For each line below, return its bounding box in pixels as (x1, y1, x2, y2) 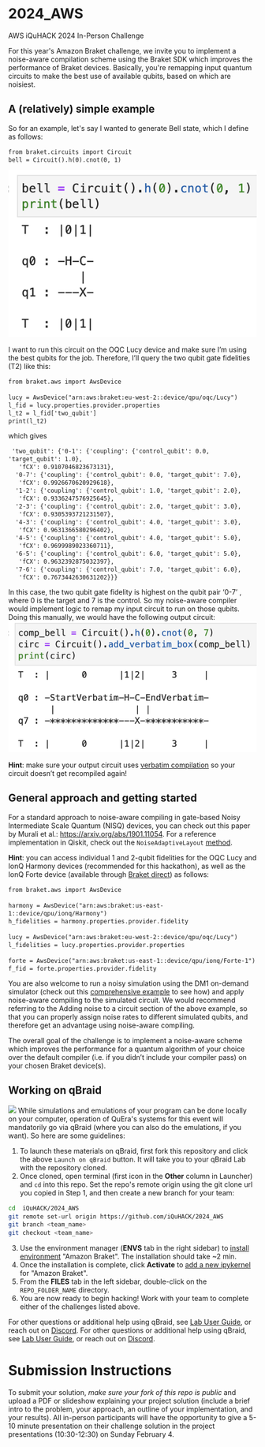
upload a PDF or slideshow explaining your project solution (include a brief (8, 1397, 251, 1406)
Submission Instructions (8, 1362, 172, 1380)
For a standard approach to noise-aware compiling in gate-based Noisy (8, 812, 241, 822)
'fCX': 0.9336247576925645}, (18, 494, 114, 502)
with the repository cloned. (19, 1162, 108, 1172)
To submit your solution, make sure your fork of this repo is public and (8, 1388, 237, 1397)
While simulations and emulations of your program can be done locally (17, 1106, 247, 1115)
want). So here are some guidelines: (8, 1131, 125, 1140)
